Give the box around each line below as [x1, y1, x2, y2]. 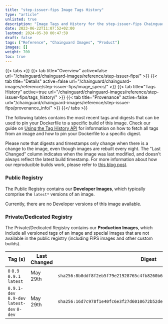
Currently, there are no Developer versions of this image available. [5, 201, 141, 207]
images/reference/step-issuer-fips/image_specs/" [5, 84, 108, 90]
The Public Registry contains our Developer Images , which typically [5, 186, 146, 192]
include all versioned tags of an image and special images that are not [5, 230, 149, 236]
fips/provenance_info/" [5, 105, 52, 111]
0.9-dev [7, 295, 26, 301]
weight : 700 [5, 49, 30, 54]
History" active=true [5, 89, 47, 95]
